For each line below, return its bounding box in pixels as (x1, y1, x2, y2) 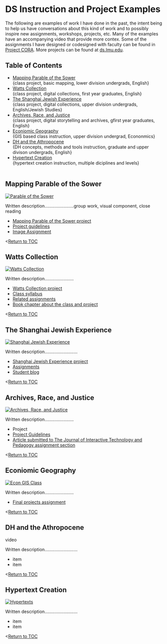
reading (5, 208, 22, 214)
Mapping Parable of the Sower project (12, 218, 91, 224)
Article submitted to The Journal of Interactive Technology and (12, 437, 142, 442)
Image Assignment (12, 228, 52, 234)
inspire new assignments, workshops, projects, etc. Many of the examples (5, 31, 158, 37)
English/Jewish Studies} (12, 106, 63, 112)
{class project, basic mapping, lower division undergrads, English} (12, 80, 149, 86)
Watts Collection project (12, 285, 63, 291)
